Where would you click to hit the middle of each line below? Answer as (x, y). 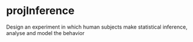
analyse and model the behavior (45, 33)
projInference (40, 11)
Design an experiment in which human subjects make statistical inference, (97, 27)
